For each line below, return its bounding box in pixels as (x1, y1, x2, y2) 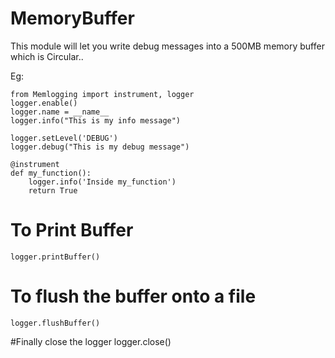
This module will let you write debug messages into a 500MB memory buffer (10, 40, 325, 52)
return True (28, 185, 78, 196)
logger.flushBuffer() (10, 318, 101, 328)
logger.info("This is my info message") (10, 115, 182, 126)
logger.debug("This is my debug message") (10, 142, 190, 152)
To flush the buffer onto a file (10, 285, 257, 308)
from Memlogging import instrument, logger (10, 89, 195, 99)
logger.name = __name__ (10, 107, 110, 117)
